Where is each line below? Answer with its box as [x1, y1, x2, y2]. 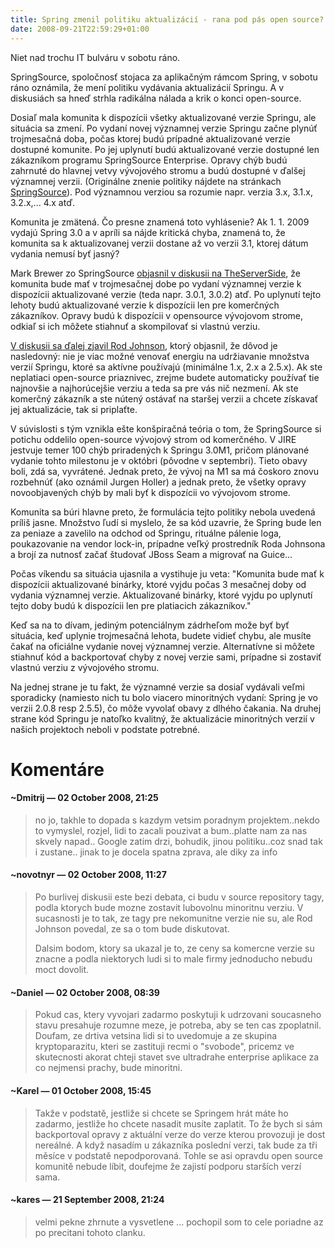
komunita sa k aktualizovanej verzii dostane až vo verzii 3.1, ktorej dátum [10, 237, 309, 249]
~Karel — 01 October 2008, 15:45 [10, 1084, 152, 1096]
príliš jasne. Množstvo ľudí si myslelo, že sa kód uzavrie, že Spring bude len [10, 516, 322, 528]
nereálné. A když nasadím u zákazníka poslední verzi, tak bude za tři [34, 1139, 318, 1151]
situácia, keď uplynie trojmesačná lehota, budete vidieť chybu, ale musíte [10, 629, 312, 641]
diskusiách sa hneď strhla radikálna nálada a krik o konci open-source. [10, 92, 302, 104]
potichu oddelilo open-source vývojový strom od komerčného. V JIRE [10, 433, 297, 445]
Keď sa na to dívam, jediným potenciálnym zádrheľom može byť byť [10, 619, 290, 631]
